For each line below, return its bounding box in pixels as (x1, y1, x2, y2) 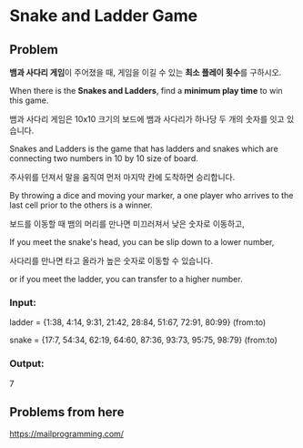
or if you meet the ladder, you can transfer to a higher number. (9, 274, 243, 284)
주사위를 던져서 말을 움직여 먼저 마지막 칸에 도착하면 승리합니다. (9, 172, 236, 182)
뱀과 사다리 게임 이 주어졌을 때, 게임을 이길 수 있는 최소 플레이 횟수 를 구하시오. (9, 67, 282, 77)
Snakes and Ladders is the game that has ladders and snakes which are (9, 143, 279, 154)
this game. (9, 95, 49, 106)
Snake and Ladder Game (9, 5, 198, 26)
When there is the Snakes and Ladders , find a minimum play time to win (9, 86, 284, 96)
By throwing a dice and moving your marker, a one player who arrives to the (9, 190, 294, 200)
